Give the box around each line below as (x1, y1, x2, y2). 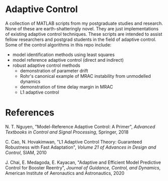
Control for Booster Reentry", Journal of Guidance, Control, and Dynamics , (5, 164, 161, 170)
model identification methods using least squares (12, 52, 115, 58)
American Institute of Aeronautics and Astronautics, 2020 (5, 170, 125, 176)
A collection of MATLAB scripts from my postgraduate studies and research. (5, 20, 163, 26)
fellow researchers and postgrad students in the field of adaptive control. (5, 36, 157, 42)
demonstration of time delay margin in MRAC (20, 83, 113, 89)
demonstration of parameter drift (20, 67, 89, 74)
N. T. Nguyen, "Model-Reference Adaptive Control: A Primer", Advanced (5, 123, 155, 129)
